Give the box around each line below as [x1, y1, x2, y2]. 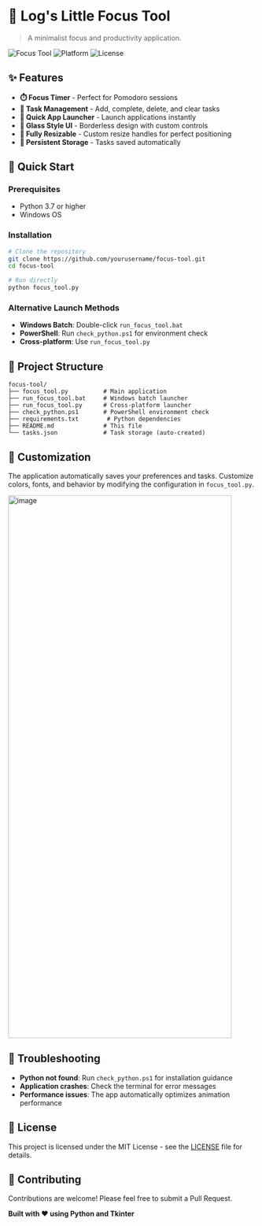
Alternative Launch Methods [8, 302, 120, 313]
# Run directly [8, 276, 58, 284]
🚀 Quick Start [8, 161, 75, 174]
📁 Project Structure [8, 360, 104, 373]
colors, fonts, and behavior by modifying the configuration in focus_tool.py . [8, 480, 254, 489]
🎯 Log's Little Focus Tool [8, 7, 171, 25]
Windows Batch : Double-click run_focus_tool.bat [19, 320, 183, 330]
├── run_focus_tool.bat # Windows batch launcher [8, 394, 189, 402]
